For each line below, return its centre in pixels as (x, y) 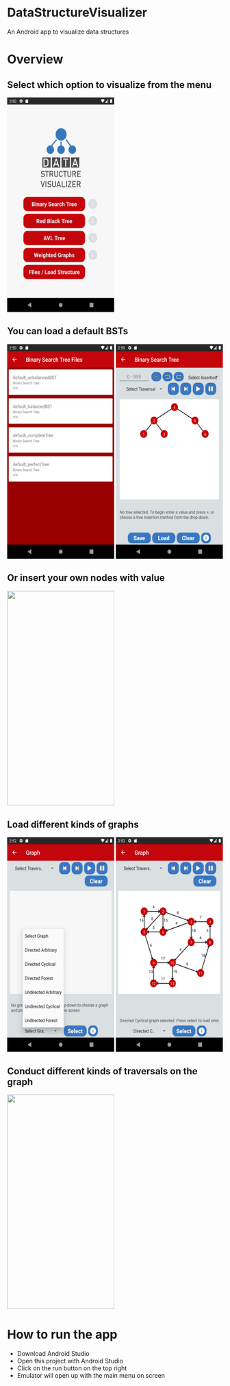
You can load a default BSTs (68, 331)
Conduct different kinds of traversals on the (102, 1071)
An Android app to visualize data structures (68, 32)
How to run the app (62, 1335)
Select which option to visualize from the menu (110, 85)
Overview (35, 59)
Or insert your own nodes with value (86, 578)
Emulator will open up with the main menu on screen (91, 1376)
